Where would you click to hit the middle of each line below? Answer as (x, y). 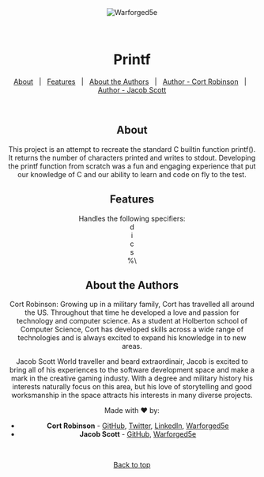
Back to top (132, 465)
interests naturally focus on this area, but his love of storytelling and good (132, 387)
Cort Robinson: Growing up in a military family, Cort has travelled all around (132, 305)
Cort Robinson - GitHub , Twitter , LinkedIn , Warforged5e (138, 426)
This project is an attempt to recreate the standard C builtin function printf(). (132, 149)
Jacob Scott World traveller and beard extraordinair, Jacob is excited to (132, 362)
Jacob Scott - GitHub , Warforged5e (138, 434)
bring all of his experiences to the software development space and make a (132, 370)
